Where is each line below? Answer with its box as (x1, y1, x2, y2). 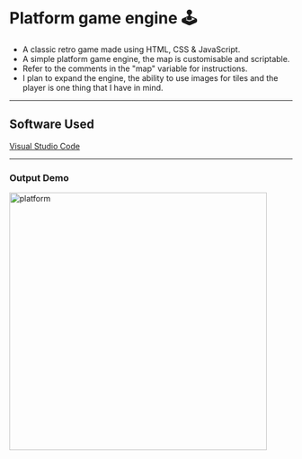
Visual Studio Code (9, 140, 81, 151)
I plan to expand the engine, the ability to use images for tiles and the (22, 72, 279, 83)
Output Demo (9, 171, 69, 184)
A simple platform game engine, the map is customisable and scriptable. (22, 53, 290, 64)
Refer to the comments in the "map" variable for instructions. (22, 63, 248, 74)
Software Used (9, 117, 94, 132)
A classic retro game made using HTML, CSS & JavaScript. (22, 43, 241, 55)
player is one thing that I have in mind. (22, 82, 164, 93)
